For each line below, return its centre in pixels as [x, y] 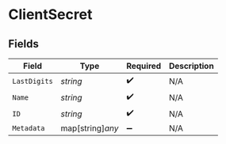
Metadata [29, 128]
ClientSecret [50, 15]
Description [192, 66]
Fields [24, 44]
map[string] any [90, 128]
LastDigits [33, 81]
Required [144, 66]
